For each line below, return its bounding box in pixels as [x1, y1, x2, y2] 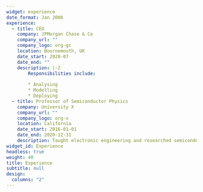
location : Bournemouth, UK [17, 48, 85, 54]
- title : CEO [11, 25, 45, 32]
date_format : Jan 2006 [6, 14, 63, 20]
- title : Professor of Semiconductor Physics [11, 98, 129, 104]
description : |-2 [17, 64, 61, 71]
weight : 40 [6, 154, 34, 160]
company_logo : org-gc [17, 43, 71, 49]
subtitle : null [6, 166, 45, 172]
